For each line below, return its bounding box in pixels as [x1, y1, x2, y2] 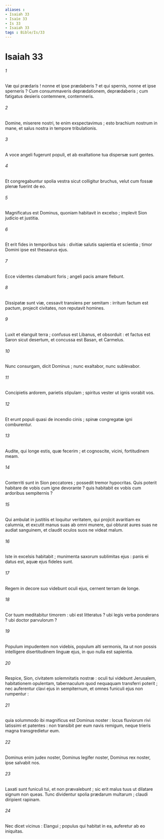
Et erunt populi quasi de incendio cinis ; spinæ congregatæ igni [5, 416, 133, 422]
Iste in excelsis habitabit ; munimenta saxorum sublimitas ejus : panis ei [5, 554, 149, 560]
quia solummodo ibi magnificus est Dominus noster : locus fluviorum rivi [5, 718, 151, 723]
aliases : [5, 7, 25, 12]
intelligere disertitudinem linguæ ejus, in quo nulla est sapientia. [5, 649, 134, 655]
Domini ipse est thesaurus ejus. [5, 247, 69, 253]
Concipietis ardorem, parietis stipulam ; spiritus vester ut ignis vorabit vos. [5, 390, 155, 396]
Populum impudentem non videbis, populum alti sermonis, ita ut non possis [5, 644, 157, 650]
